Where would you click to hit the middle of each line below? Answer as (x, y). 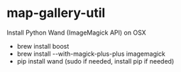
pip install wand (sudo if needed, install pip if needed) (95, 61)
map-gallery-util (56, 13)
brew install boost (43, 46)
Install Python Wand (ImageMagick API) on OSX (76, 32)
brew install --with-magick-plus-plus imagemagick (91, 54)
